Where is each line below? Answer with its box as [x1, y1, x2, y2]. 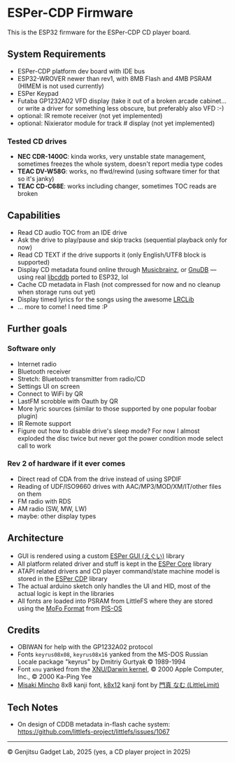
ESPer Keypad [17, 89, 59, 97]
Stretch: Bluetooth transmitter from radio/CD [17, 374, 145, 383]
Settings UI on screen [17, 382, 80, 390]
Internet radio [17, 359, 57, 368]
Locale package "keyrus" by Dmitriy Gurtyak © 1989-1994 [17, 657, 186, 666]
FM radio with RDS [17, 497, 71, 505]
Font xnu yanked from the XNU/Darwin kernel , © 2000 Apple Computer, [17, 665, 224, 673]
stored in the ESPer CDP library [17, 574, 108, 583]
